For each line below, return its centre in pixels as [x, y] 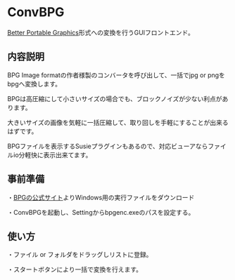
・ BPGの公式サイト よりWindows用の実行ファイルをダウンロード [101, 197]
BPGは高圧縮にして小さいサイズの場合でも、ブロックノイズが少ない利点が [115, 98]
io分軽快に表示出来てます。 [52, 154]
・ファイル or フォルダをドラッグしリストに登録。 [80, 255]
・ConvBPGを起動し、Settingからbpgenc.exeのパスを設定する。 [101, 212]
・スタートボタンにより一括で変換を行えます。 [75, 269]
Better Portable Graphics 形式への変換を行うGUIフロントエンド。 [101, 32]
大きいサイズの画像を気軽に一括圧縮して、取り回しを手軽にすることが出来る [118, 122]
